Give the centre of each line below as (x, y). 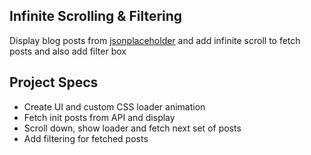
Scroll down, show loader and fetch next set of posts (132, 128)
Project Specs (54, 82)
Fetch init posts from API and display (99, 117)
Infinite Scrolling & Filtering (96, 16)
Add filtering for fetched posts (86, 138)
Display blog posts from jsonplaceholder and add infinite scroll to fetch (155, 40)
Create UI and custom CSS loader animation (114, 106)
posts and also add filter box (68, 51)
